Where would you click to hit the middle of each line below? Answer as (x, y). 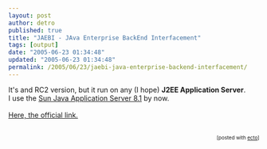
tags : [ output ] (33, 45)
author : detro (32, 23)
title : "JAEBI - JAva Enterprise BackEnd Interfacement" (105, 38)
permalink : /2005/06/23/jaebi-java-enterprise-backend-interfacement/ (128, 67)
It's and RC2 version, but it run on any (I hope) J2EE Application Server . (127, 90)
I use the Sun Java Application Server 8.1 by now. (89, 98)
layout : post (30, 15)
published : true (35, 30)
